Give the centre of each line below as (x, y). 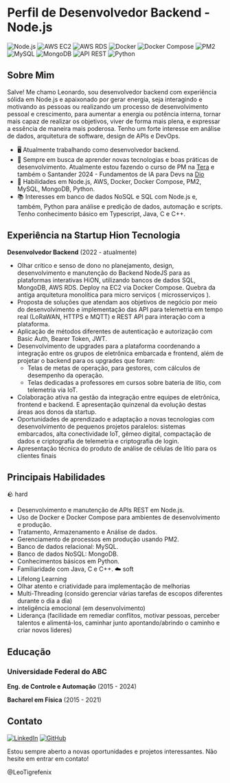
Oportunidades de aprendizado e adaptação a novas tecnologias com (116, 419)
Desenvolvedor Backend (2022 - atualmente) (72, 252)
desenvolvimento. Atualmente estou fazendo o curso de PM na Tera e (116, 167)
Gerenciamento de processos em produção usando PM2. (98, 539)
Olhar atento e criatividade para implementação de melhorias (104, 586)
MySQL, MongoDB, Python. (56, 189)
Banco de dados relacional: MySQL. (68, 547)
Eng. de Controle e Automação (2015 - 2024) (72, 687)
